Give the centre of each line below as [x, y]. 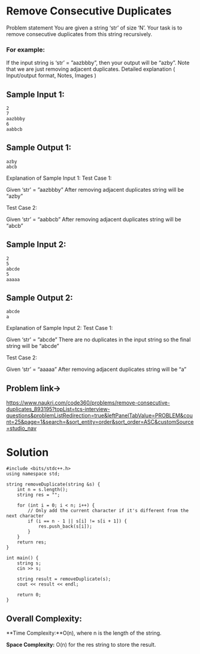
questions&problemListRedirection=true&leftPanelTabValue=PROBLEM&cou [100, 415]
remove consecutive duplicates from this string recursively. [79, 34]
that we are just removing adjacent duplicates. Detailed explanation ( [91, 69]
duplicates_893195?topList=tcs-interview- [58, 409]
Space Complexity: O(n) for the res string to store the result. [81, 645]
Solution [28, 453]
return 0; [29, 595]
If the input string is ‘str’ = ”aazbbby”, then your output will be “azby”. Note [98, 63]
